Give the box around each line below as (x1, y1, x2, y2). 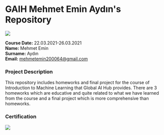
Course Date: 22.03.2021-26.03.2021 (5, 40, 82, 46)
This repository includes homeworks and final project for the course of (5, 80, 150, 86)
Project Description (5, 68, 53, 75)
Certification (5, 113, 37, 120)
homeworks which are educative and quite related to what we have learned (5, 90, 159, 96)
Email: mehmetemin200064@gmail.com (5, 56, 88, 62)
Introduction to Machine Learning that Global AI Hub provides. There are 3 (5, 85, 158, 91)
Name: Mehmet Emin (5, 45, 49, 51)
